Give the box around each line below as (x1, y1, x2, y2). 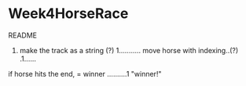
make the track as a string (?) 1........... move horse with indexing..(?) (19, 45, 239, 55)
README (8, 30, 38, 40)
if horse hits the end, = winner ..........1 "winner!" (8, 69, 162, 78)
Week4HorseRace (8, 5, 129, 23)
